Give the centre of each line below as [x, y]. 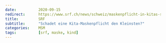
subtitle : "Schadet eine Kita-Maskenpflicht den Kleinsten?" [75, 23]
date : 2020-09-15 [33, 10]
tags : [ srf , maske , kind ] [42, 33]
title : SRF [25, 19]
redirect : [15, 14]
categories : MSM [25, 28]
